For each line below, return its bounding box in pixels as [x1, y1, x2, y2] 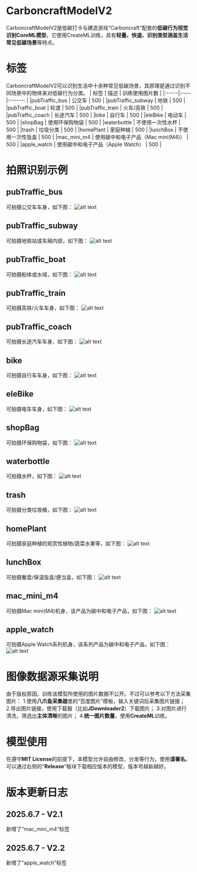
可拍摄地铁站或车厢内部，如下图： [6, 237, 89, 244]
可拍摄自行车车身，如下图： [6, 371, 73, 379]
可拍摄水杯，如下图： [6, 473, 57, 480]
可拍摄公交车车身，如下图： [6, 203, 73, 211]
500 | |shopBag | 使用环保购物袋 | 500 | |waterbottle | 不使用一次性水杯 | [6, 118, 181, 125]
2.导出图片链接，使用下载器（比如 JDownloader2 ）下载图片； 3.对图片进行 [6, 705, 187, 712]
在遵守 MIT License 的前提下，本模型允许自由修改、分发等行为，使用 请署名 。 [6, 755, 191, 763]
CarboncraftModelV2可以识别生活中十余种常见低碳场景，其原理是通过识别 [6, 82, 186, 89]
